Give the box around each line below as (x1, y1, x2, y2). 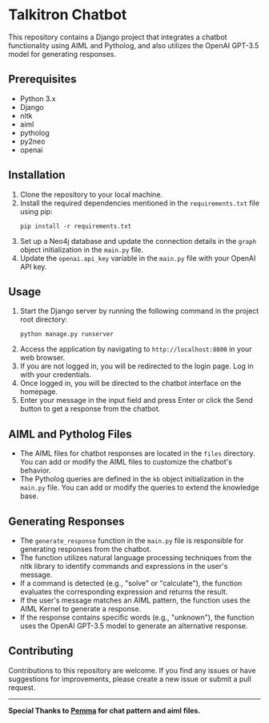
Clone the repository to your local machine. (19, 189, 163, 199)
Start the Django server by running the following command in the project (19, 307, 259, 316)
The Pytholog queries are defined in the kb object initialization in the (19, 474, 244, 484)
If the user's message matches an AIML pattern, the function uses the (19, 595, 251, 605)
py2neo (19, 136, 46, 146)
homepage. (19, 387, 58, 396)
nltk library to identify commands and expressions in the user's (19, 562, 228, 571)
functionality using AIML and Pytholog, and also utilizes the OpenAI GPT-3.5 (8, 40, 259, 50)
